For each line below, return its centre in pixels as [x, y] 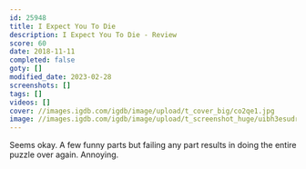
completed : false [42, 60]
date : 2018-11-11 [42, 52]
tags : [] [26, 94]
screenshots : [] [40, 85]
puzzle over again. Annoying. [64, 154]
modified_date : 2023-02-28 [61, 77]
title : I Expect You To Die [63, 26]
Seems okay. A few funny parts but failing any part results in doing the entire [153, 145]
